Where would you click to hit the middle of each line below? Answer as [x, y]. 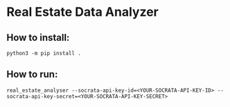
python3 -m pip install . [44, 53]
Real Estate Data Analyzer [82, 12]
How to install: [38, 38]
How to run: [32, 74]
